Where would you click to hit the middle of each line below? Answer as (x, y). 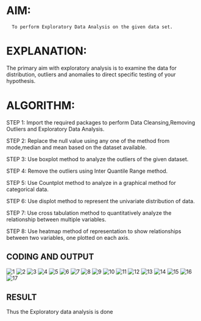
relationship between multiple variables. (56, 219)
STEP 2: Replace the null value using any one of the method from (88, 140)
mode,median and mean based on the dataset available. (77, 147)
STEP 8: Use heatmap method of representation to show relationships (94, 231)
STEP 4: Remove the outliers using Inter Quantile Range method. (87, 171)
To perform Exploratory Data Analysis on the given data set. (92, 27)
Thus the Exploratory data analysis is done (60, 312)
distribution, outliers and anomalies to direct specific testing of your (91, 74)
